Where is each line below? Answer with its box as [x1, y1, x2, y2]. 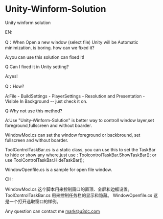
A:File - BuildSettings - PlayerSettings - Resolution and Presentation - [5, 93, 145, 99]
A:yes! [5, 73, 18, 79]
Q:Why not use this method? [5, 108, 63, 114]
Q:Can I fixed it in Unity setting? [5, 64, 69, 70]
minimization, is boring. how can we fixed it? [5, 45, 94, 50]
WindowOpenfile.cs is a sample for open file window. [5, 167, 112, 172]
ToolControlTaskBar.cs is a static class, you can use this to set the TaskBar [5, 146, 156, 152]
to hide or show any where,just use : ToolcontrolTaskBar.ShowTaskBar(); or [5, 152, 157, 158]
